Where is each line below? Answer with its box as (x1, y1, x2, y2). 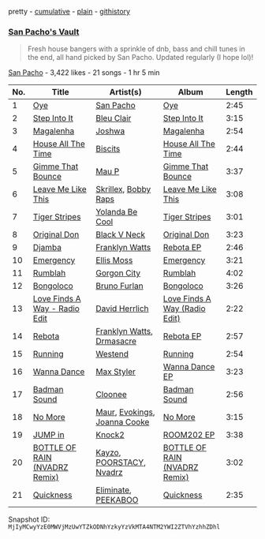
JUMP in (32, 429, 65, 440)
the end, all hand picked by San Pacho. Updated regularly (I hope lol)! (27, 53, 254, 62)
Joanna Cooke (95, 417, 150, 428)
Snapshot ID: (8, 515, 50, 524)
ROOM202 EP (162, 429, 215, 440)
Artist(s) (109, 87, 142, 98)
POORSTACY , (95, 457, 146, 468)
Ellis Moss (95, 255, 133, 266)
